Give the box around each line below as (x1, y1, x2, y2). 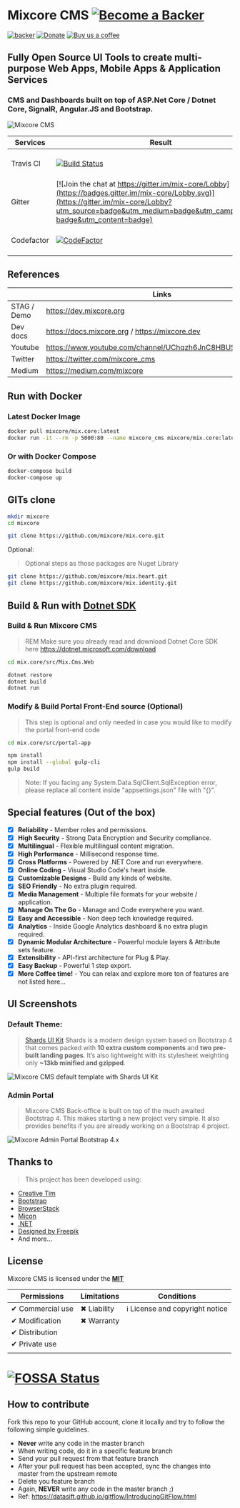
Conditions (158, 1291, 196, 1301)
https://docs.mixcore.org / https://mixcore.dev (46, 326, 201, 336)
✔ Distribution (11, 1327, 59, 1337)
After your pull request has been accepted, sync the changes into (17, 1462, 211, 1470)
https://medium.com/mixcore (46, 366, 144, 376)
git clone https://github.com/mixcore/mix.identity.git (7, 579, 177, 587)
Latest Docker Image (7, 411, 81, 421)
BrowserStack (17, 1204, 59, 1212)
